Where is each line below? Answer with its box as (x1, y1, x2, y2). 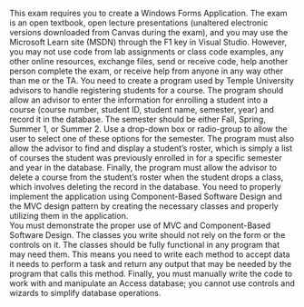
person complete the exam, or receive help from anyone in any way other (9, 65, 284, 76)
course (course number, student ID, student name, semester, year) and (9, 104, 275, 114)
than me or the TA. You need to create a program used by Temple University (9, 75, 295, 85)
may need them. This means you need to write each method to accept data (9, 249, 290, 260)
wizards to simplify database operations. (9, 288, 162, 298)
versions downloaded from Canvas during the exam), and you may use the (9, 27, 289, 37)
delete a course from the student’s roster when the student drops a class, (9, 172, 284, 183)
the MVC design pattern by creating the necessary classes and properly (9, 201, 279, 212)
